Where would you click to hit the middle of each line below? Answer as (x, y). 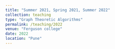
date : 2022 (17, 34)
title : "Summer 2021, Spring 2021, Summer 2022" (58, 10)
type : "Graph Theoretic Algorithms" (44, 19)
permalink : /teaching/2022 (34, 24)
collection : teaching (28, 15)
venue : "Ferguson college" (34, 29)
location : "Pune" (24, 39)
